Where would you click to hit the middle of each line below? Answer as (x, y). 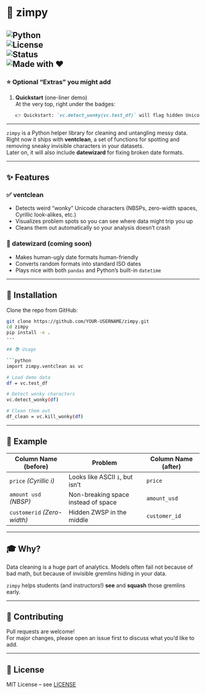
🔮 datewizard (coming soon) (49, 244)
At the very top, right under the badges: (65, 104)
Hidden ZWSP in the (97, 512)
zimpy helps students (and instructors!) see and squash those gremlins (96, 585)
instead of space (93, 502)
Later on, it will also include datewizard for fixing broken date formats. (95, 152)
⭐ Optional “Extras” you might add (59, 82)
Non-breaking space (99, 494)
